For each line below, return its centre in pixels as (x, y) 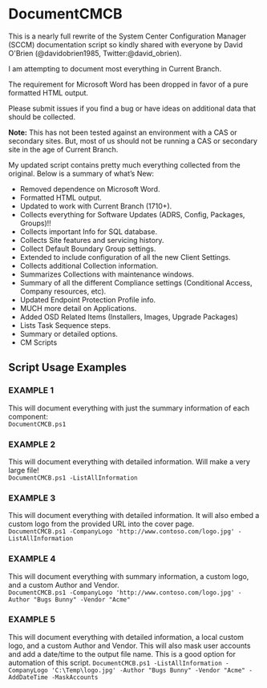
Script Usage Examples (67, 368)
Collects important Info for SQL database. (89, 231)
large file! (24, 470)
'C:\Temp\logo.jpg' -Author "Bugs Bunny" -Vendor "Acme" (148, 670)
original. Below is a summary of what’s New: (81, 173)
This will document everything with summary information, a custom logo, (129, 576)
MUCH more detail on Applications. (78, 308)
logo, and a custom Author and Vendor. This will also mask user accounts (129, 646)
